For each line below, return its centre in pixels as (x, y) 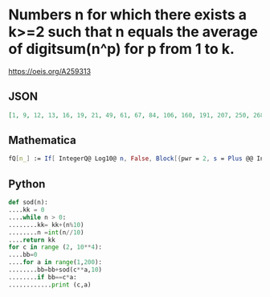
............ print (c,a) (50, 285)
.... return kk (32, 240)
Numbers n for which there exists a (128, 15)
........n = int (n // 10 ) (46, 232)
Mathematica (42, 140)
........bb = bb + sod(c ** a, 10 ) (55, 270)
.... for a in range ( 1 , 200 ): (55, 262)
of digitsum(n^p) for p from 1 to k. (122, 49)
